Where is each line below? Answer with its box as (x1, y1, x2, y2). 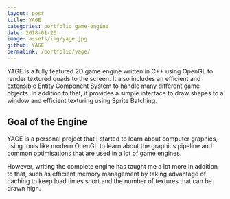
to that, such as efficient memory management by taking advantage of (7, 169, 207, 178)
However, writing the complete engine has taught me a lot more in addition (7, 162, 218, 170)
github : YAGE (7, 42, 45, 49)
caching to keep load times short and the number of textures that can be (7, 176, 213, 185)
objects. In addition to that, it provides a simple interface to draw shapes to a (7, 89, 224, 97)
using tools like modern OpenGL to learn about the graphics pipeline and (7, 141, 213, 150)
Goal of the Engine (7, 116, 88, 128)
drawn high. (7, 184, 41, 192)
